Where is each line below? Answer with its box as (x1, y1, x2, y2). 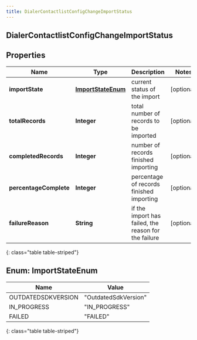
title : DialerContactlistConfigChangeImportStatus (6, 8, 133, 15)
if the (131, 204, 145, 212)
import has (131, 211, 161, 219)
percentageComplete (9, 184, 70, 192)
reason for (131, 226, 160, 234)
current (131, 78, 152, 86)
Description (131, 68, 165, 76)
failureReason (9, 219, 49, 227)
